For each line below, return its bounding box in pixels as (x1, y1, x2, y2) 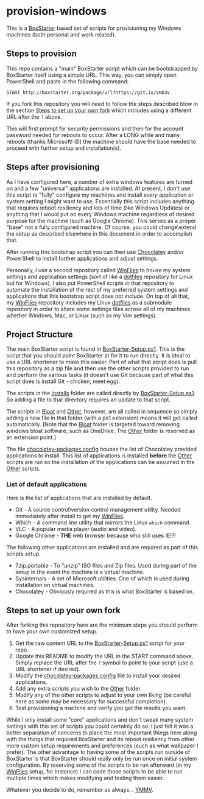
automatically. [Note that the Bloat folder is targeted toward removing (6, 421, 180, 428)
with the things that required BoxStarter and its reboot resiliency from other (6, 736, 195, 743)
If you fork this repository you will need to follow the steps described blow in (6, 100, 199, 107)
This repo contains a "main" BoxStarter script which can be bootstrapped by (6, 65, 198, 72)
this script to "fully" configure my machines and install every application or (6, 191, 194, 199)
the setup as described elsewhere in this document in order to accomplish (6, 230, 193, 237)
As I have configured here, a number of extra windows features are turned (6, 178, 193, 185)
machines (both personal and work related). (6, 30, 116, 38)
